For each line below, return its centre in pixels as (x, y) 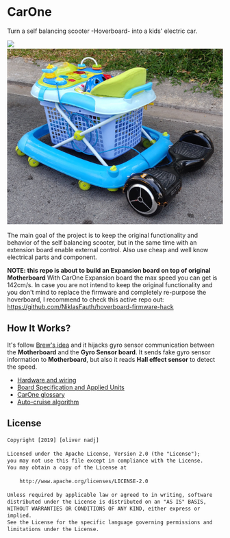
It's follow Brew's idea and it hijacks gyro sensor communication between (111, 345)
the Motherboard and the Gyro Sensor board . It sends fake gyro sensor (109, 352)
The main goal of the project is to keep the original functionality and (103, 235)
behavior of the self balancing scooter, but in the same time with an (102, 242)
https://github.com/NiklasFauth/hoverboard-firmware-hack (90, 306)
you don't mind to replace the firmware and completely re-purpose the (107, 292)
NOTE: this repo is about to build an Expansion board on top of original (109, 270)
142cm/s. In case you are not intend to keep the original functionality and (110, 284)
